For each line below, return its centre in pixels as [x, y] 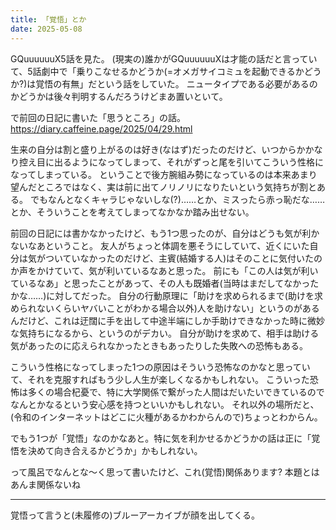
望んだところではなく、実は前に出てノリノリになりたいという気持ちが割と [163, 187]
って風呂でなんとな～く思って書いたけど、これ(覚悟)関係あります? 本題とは [165, 472]
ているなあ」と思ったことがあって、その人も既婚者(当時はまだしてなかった [165, 283]
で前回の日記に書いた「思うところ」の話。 [98, 117]
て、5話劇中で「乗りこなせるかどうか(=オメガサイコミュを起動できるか [157, 71]
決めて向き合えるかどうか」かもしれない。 [115, 450]
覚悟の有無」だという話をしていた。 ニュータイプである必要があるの [176, 83]
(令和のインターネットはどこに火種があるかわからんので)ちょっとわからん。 [166, 417]
